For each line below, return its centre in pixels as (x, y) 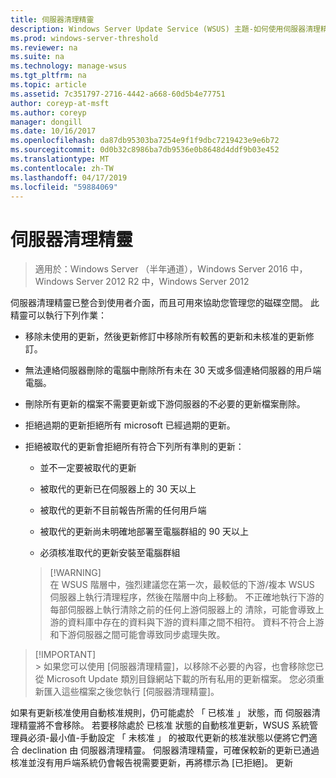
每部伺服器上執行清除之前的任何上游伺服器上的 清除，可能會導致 (182, 610)
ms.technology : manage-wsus (69, 66)
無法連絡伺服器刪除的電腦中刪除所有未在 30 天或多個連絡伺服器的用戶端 (173, 370)
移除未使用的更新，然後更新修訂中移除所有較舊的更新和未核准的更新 (165, 337)
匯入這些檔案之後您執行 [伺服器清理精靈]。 (131, 692)
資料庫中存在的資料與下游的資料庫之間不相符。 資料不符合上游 (196, 622)
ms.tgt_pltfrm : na (48, 76)
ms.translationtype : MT (60, 159)
